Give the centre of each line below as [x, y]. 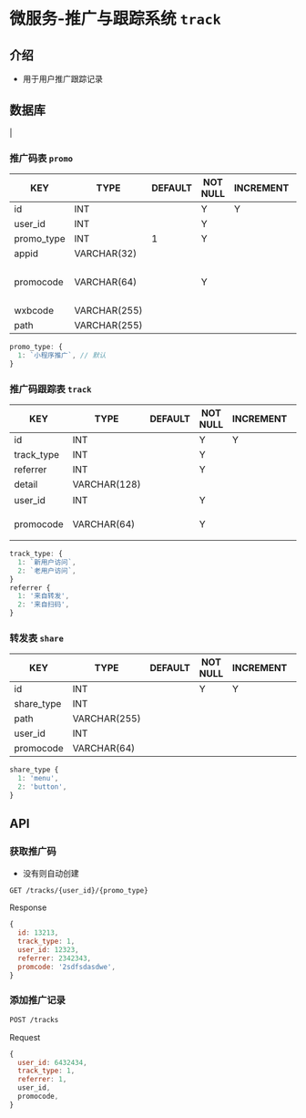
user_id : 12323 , [48, 950]
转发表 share [36, 637]
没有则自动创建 [51, 873]
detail [26, 484]
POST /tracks [34, 1020]
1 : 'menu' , [38, 779]
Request [25, 1037]
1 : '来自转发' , [44, 596]
